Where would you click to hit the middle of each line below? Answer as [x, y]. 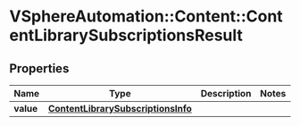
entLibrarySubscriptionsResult [126, 35]
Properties [39, 68]
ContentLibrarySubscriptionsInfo [120, 109]
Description [226, 93]
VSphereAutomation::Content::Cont [146, 17]
